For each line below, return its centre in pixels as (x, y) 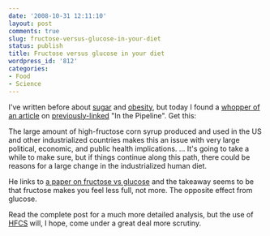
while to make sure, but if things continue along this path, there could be (129, 157)
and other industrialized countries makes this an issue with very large (124, 139)
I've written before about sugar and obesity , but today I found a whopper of (135, 107)
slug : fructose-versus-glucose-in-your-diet (85, 39)
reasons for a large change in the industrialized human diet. (108, 165)
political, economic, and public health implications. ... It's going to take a (129, 148)
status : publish (36, 46)
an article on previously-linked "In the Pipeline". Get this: (103, 115)
